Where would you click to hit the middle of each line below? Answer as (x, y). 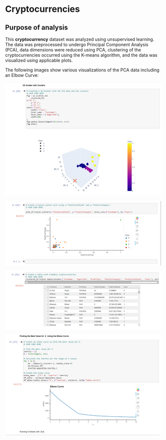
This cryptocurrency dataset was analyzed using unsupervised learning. (80, 39)
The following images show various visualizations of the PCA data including (82, 70)
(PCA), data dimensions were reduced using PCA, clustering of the (73, 50)
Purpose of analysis (37, 27)
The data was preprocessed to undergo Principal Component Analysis (77, 45)
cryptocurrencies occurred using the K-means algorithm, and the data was (81, 55)
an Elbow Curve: (22, 75)
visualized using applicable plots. (39, 60)
